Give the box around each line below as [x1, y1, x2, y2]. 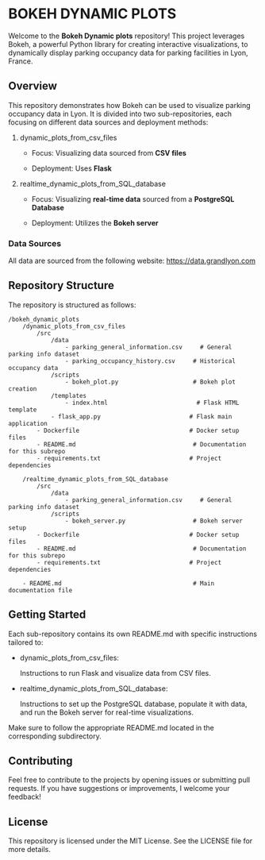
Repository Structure [8, 279, 115, 292]
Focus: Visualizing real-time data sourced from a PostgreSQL [31, 194, 235, 203]
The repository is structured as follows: [8, 299, 136, 310]
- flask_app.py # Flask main [50, 412, 232, 421]
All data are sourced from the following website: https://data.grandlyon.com [8, 256, 256, 266]
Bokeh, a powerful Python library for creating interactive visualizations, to [8, 39, 248, 48]
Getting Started [8, 608, 86, 622]
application [8, 419, 48, 427]
